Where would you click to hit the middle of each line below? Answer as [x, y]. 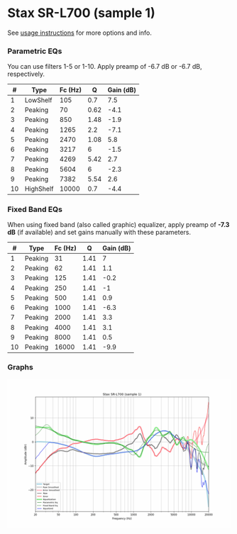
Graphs [20, 367]
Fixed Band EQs [35, 209]
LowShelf [38, 100]
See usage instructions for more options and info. [80, 33]
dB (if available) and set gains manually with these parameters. [99, 233]
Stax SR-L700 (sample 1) [81, 13]
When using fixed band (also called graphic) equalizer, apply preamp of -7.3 [118, 225]
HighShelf [39, 189]
